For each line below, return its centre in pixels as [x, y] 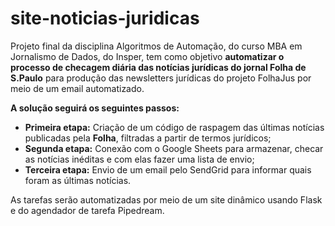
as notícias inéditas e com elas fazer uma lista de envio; [139, 159]
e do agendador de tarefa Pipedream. [87, 210]
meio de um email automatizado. [77, 88]
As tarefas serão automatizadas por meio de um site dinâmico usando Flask [166, 199]
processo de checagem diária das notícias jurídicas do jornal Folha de [158, 67]
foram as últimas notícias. [78, 180]
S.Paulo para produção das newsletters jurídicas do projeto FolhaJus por [161, 78]
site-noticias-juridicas [105, 18]
